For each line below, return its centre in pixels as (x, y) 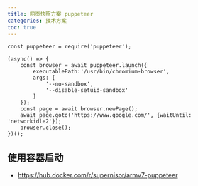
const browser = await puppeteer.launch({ (84, 66)
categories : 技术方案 (37, 21)
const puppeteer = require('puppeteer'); (70, 47)
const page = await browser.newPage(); (79, 109)
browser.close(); (46, 128)
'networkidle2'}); (34, 122)
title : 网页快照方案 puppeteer (50, 14)
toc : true (22, 27)
